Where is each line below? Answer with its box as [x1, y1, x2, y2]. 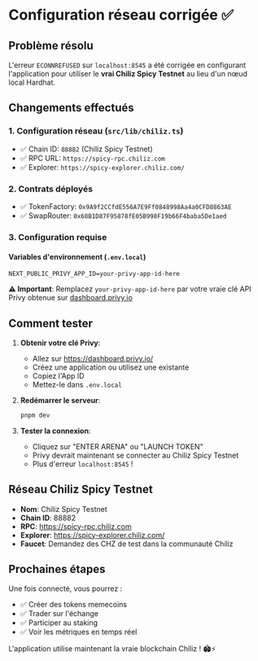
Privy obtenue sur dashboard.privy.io [8, 293, 133, 303]
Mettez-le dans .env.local [32, 379, 122, 389]
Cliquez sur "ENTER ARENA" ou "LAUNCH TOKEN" [32, 441, 203, 451]
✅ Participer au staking [20, 618, 98, 628]
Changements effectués [8, 101, 134, 115]
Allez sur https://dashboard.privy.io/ [32, 353, 154, 363]
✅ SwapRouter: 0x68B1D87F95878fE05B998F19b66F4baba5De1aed [20, 210, 227, 221]
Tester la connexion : [20, 426, 91, 436]
